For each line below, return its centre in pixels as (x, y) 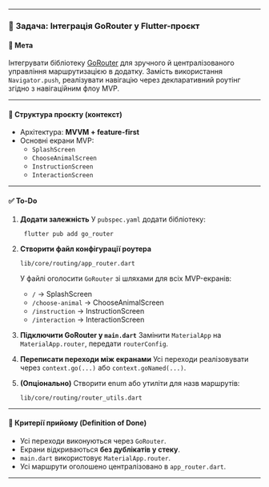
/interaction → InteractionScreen (88, 319)
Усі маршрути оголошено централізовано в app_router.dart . (123, 466)
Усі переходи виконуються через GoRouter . (93, 440)
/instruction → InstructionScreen (88, 310)
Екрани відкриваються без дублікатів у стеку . (100, 449)
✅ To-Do (23, 201)
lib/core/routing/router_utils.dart (81, 398)
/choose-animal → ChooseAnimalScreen (98, 302)
